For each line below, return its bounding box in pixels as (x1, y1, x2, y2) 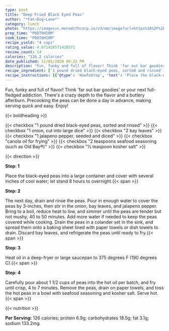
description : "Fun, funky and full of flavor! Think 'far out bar (5, 63, 147, 68)
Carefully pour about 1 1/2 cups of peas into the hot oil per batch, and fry (5, 279, 156, 285)
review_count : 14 (5, 49, 42, 54)
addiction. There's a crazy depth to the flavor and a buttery (22, 92, 145, 98)
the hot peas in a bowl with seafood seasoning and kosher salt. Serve (5, 290, 149, 296)
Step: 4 (5, 270, 21, 276)
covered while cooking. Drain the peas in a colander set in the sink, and (5, 219, 153, 225)
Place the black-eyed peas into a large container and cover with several (5, 173, 154, 179)
